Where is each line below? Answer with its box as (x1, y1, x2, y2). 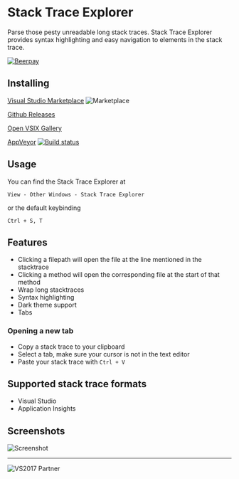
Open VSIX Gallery (7, 124, 63, 132)
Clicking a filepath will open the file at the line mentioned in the (17, 256, 203, 264)
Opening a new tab (7, 326, 74, 336)
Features (7, 236, 48, 248)
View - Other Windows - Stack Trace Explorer (7, 191, 144, 198)
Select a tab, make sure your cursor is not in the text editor (17, 349, 190, 358)
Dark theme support (17, 300, 77, 310)
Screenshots (7, 425, 65, 437)
